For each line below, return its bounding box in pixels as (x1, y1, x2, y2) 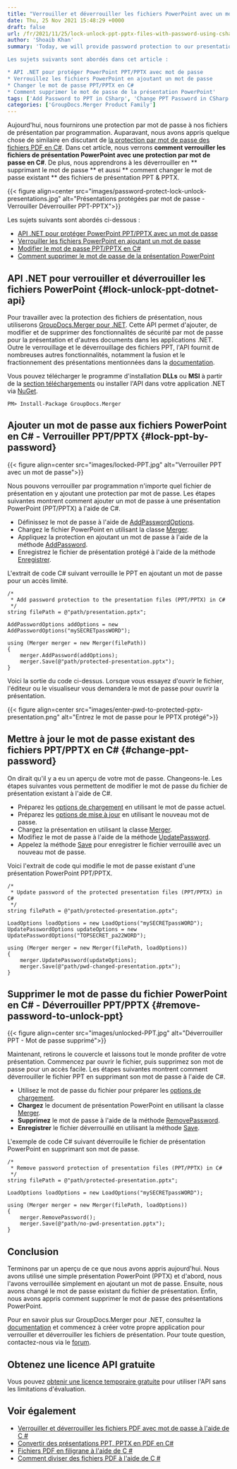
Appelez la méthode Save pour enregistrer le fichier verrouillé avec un (17, 840, 221, 849)
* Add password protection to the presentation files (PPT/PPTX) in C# (10, 596, 226, 604)
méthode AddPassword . (17, 540, 88, 548)
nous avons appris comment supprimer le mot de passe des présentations (7, 1295, 224, 1303)
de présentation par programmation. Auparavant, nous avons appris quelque (7, 128, 230, 137)
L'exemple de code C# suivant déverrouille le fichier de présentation (7, 1137, 206, 1146)
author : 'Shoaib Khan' (7, 37, 74, 44)
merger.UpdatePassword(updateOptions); (20, 957, 138, 964)
